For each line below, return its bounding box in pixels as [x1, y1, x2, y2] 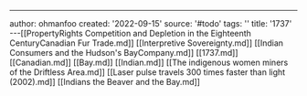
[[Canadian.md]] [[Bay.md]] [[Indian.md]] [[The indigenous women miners [9, 57, 289, 68]
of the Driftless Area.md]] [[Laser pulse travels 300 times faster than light [9, 67, 286, 78]
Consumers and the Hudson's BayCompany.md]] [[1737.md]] [9, 48, 238, 58]
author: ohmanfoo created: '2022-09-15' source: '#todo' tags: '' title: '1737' [9, 18, 292, 28]
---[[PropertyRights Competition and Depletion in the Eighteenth [9, 28, 251, 38]
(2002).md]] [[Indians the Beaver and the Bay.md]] [9, 77, 201, 87]
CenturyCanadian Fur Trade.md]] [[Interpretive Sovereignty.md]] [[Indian [9, 37, 284, 48]
